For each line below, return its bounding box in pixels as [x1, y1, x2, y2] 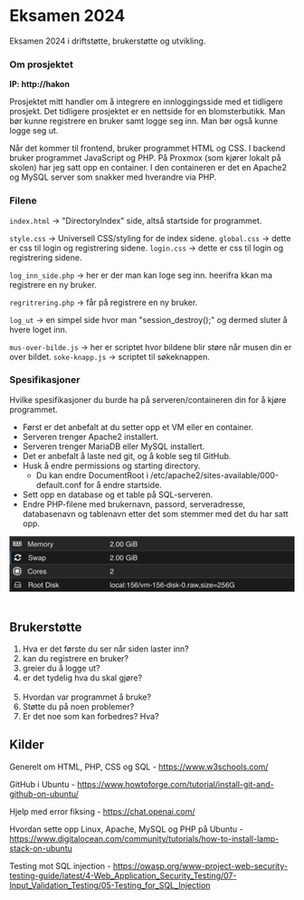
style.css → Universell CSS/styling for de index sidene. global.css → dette [9, 232, 291, 243]
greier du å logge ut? [22, 663, 101, 674]
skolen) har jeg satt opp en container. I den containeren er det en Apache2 [9, 162, 288, 173]
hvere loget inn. [9, 324, 68, 335]
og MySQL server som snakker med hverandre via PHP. [9, 171, 217, 182]
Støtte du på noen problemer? [22, 701, 135, 712]
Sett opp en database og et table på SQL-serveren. [22, 489, 214, 500]
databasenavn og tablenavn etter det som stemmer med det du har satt [22, 508, 289, 519]
